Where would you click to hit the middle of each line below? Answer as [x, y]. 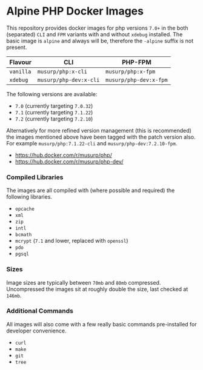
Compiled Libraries [35, 177]
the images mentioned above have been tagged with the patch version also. [101, 137]
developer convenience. [36, 331]
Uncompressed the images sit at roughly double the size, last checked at [97, 289]
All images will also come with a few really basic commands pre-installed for [101, 324]
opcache [25, 209]
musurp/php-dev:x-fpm [137, 80]
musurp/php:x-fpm [131, 71]
